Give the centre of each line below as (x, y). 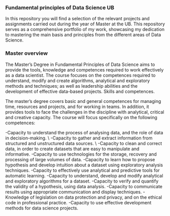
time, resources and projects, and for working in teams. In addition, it (77, 106)
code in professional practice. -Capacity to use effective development (78, 202)
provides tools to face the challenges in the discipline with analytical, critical (85, 112)
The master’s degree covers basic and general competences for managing (83, 101)
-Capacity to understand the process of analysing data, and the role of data (84, 132)
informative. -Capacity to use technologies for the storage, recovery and (81, 154)
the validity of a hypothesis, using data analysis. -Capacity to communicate (84, 186)
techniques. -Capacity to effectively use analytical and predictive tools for (82, 170)
